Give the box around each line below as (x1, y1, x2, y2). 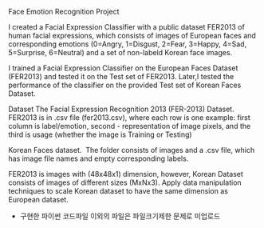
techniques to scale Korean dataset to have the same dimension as (8, 186, 229, 195)
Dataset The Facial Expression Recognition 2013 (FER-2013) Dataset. (8, 104, 234, 114)
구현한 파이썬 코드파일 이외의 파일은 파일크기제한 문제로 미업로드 (19, 211, 221, 221)
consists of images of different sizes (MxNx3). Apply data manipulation (8, 178, 242, 187)
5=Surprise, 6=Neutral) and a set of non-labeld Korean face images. (8, 48, 233, 57)
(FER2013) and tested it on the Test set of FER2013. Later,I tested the (8, 72, 234, 81)
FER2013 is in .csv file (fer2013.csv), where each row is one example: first (8, 113, 251, 122)
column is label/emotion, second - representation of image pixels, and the (8, 122, 251, 130)
